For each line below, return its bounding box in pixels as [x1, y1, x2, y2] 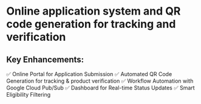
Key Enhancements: [6, 54, 84, 64]
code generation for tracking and [6, 17, 176, 31]
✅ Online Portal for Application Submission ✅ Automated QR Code [6, 71, 172, 77]
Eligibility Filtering [6, 91, 51, 98]
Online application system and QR [6, 4, 181, 18]
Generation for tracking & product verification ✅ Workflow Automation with [6, 77, 194, 85]
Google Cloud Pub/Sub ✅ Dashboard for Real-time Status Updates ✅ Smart [6, 84, 196, 91]
